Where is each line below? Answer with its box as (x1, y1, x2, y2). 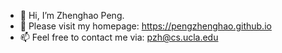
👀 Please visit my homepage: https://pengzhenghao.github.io (19, 20, 272, 32)
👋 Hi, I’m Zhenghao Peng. (19, 10, 125, 21)
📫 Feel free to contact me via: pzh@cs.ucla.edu (19, 31, 219, 43)
